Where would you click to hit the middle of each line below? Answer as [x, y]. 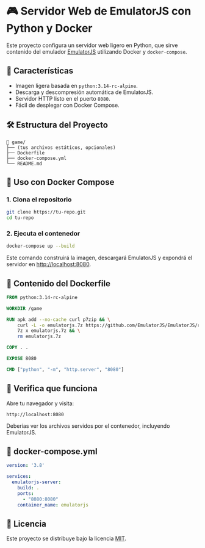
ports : [26, 493]
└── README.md [24, 164]
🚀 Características [40, 71]
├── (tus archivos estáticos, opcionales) [61, 147]
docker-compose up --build [41, 246]
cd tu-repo [20, 218]
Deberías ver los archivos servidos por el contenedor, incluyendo [88, 426]
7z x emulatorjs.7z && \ [49, 331]
